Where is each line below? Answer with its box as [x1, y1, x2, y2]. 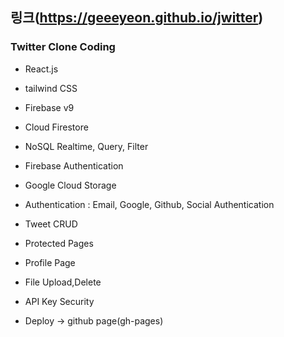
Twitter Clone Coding [10, 40, 116, 54]
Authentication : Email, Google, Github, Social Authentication [24, 198, 275, 210]
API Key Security [24, 295, 95, 307]
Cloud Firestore [24, 121, 89, 133]
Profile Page [24, 256, 76, 268]
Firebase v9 [24, 101, 75, 113]
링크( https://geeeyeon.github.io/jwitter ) [10, 9, 264, 27]
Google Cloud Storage [24, 179, 117, 191]
